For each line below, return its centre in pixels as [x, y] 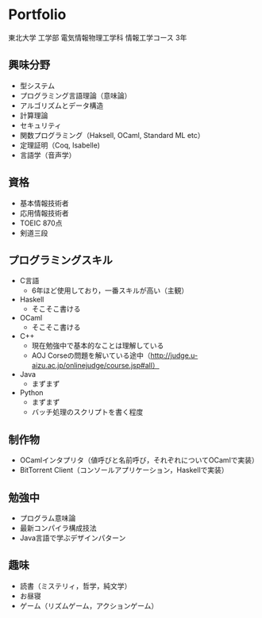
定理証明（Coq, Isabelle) [60, 145]
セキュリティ [40, 125]
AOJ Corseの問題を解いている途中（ [91, 355]
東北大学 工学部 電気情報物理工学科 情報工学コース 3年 [98, 37]
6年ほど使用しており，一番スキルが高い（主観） [110, 290]
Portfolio [37, 15]
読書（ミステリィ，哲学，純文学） [75, 585]
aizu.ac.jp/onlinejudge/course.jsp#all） [96, 366]
